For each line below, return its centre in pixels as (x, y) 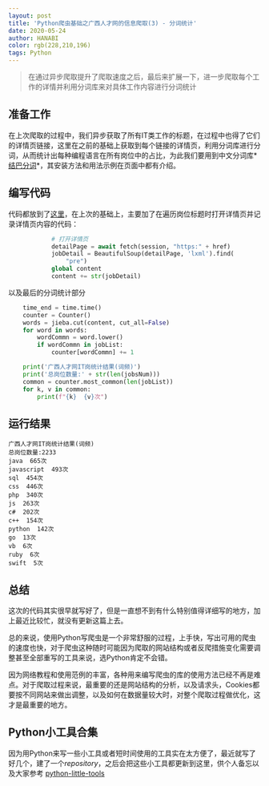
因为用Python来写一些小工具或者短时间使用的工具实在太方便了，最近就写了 (132, 753)
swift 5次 (26, 563)
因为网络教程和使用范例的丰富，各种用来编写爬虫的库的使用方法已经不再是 (131, 675)
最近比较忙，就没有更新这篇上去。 (71, 621)
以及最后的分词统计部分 (47, 292)
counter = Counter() (57, 315)
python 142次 (31, 530)
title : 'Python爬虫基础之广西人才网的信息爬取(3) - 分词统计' (103, 23)
